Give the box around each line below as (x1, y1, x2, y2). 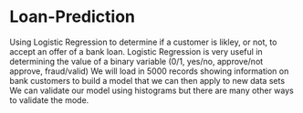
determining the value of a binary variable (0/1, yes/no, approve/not (9, 56, 264, 67)
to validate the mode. (9, 94, 89, 106)
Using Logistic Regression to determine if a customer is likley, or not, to (9, 36, 277, 47)
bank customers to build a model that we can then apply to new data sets (9, 75, 286, 86)
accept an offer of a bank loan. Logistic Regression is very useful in (9, 46, 263, 56)
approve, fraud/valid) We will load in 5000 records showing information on (9, 66, 289, 77)
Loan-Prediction (9, 6, 135, 27)
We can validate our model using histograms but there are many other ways (9, 85, 294, 96)
